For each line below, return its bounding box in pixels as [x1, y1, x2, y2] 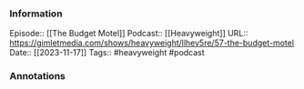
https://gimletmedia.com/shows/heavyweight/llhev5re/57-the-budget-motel [9, 37, 294, 48]
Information [9, 7, 63, 20]
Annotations [9, 70, 66, 83]
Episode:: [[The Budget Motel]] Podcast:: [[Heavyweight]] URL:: [9, 28, 248, 39]
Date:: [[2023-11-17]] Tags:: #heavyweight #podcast [9, 47, 205, 58]
